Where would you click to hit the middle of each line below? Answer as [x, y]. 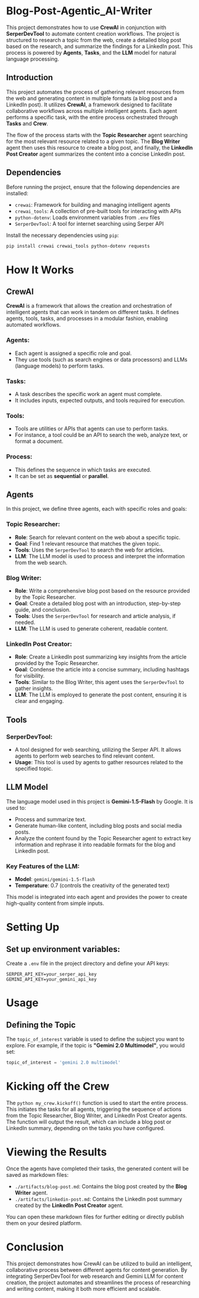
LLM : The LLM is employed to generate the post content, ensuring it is [101, 695]
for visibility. [30, 676]
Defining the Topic [41, 1025]
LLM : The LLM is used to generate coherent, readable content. [91, 629]
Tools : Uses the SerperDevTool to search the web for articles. [89, 550]
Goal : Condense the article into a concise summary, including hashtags [102, 670]
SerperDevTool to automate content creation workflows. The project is [93, 33]
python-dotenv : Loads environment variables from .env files [87, 217]
